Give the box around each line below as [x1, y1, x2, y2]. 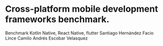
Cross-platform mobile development [5, 3, 159, 15]
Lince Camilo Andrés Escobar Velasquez [5, 35, 88, 41]
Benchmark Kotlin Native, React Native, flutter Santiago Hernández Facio [5, 30, 154, 36]
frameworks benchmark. [5, 14, 110, 25]
